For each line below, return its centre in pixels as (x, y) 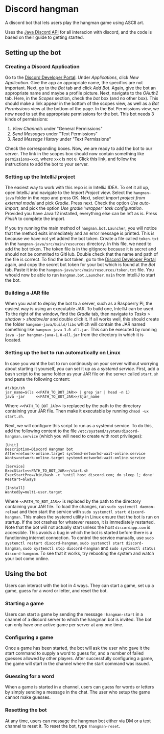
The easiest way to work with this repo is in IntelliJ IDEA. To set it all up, (77, 187)
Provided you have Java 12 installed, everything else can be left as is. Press (81, 213)
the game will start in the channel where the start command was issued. (78, 663)
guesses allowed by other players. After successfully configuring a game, (79, 658)
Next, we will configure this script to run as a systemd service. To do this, (79, 425)
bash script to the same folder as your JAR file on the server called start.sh (82, 374)
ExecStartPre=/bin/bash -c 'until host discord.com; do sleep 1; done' (80, 475)
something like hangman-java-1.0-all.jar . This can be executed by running (81, 330)
